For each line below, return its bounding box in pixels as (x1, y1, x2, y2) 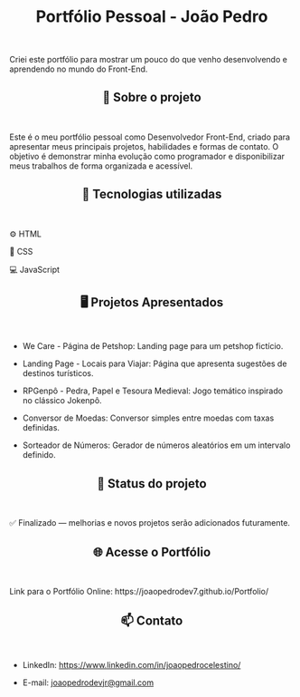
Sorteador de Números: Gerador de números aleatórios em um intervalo (22, 440, 291, 450)
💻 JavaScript (9, 264, 61, 275)
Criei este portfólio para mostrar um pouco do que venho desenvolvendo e (9, 53, 287, 64)
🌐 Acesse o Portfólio (92, 544, 211, 559)
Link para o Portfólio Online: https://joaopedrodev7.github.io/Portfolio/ (9, 586, 269, 596)
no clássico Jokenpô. (22, 395, 102, 406)
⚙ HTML (9, 228, 42, 239)
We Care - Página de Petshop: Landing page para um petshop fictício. (22, 341, 284, 352)
